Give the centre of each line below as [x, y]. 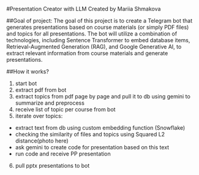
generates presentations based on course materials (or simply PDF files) [98, 27]
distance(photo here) [42, 141]
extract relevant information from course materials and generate [87, 53]
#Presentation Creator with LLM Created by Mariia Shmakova [84, 9]
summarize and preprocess [50, 103]
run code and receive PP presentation [63, 154]
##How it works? [28, 72]
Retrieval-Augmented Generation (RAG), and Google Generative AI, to [94, 47]
